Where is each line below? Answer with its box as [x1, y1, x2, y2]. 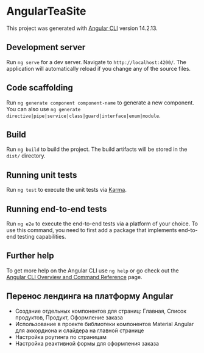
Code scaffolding [6, 82, 73, 93]
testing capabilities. [17, 233, 66, 240]
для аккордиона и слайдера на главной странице [15, 327, 144, 334]
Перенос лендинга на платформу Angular [6, 291, 174, 302]
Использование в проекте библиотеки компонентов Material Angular [15, 320, 194, 327]
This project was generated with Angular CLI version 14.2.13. [6, 24, 158, 32]
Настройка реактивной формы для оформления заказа [15, 340, 160, 347]
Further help [6, 250, 55, 261]
